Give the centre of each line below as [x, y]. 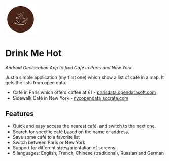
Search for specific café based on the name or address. [71, 132]
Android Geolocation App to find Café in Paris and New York [69, 67]
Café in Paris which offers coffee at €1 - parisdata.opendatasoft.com [84, 92]
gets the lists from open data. [36, 82]
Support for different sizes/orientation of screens [64, 148]
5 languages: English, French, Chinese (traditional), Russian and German [88, 153]
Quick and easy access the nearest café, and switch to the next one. [84, 126]
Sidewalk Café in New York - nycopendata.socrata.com [70, 98]
